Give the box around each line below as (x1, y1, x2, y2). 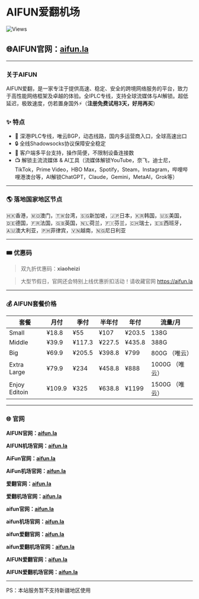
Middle (9, 338, 28, 346)
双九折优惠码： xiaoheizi (20, 265, 81, 272)
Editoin (9, 388, 28, 396)
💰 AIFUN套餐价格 (6, 299, 57, 308)
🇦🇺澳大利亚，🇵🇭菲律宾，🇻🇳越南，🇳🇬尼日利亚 (6, 226, 126, 234)
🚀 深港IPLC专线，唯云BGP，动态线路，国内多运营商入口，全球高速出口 (14, 133, 187, 140)
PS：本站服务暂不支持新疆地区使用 (6, 587, 91, 594)
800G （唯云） (150, 349, 192, 357)
